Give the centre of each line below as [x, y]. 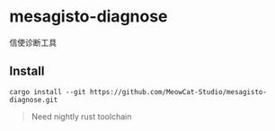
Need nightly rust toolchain [81, 116]
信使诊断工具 [33, 42]
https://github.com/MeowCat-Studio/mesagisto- [178, 92]
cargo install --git [48, 92]
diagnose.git [34, 100]
